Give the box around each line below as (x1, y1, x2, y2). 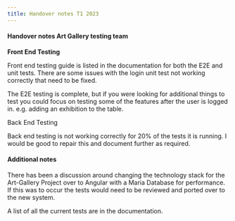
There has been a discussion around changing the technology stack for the (7, 171, 225, 180)
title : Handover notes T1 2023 (7, 10, 99, 18)
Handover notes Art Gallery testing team (7, 32, 129, 41)
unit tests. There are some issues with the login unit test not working (7, 68, 205, 77)
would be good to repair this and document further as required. (7, 139, 191, 147)
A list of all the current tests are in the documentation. (7, 207, 163, 215)
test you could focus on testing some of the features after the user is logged (7, 97, 229, 105)
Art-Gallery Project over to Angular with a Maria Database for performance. (7, 178, 225, 187)
